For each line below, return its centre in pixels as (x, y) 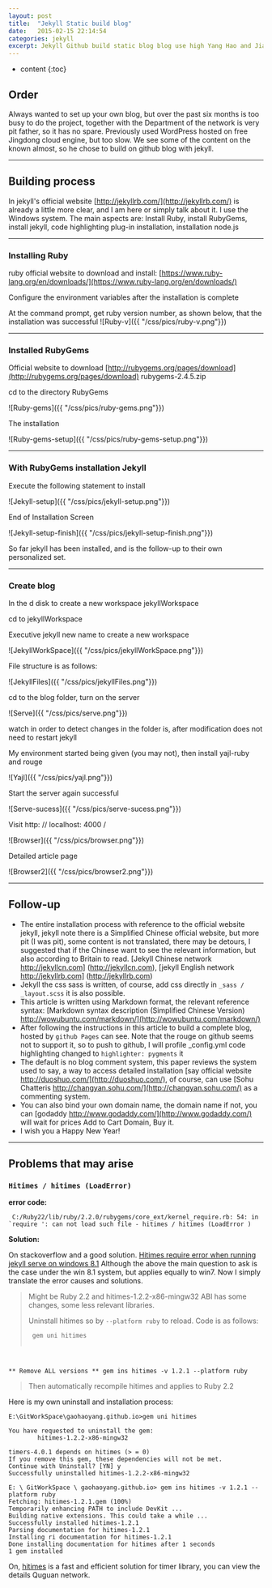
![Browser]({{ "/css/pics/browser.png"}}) (76, 840)
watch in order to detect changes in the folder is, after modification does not (136, 728)
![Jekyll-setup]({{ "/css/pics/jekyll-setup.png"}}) (89, 501)
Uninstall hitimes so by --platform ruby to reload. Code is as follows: (143, 1321)
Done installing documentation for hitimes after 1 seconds (112, 1544)
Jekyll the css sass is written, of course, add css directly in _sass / (132, 984)
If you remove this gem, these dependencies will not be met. (115, 1459)
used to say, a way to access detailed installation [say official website (136, 1070)
